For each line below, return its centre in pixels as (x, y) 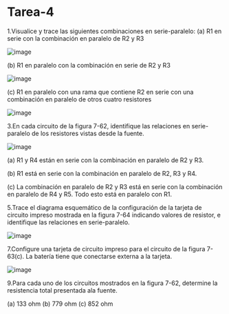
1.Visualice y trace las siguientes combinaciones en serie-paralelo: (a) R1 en (115, 31)
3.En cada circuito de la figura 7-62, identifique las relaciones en (99, 126)
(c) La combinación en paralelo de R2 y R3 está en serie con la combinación (115, 186)
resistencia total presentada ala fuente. (63, 290)
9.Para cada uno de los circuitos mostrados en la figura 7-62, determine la (112, 283)
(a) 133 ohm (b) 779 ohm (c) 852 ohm (60, 304)
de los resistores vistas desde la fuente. (88, 133)
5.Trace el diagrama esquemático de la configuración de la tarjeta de (105, 207)
